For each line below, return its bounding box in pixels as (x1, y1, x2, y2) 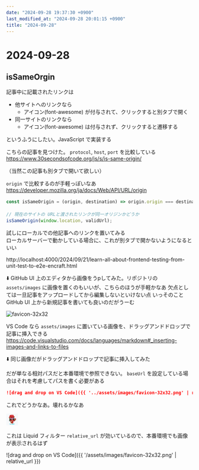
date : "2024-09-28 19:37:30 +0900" (6, 9, 94, 15)
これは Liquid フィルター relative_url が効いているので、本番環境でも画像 (6, 432, 188, 439)
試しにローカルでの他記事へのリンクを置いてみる (6, 229, 126, 236)
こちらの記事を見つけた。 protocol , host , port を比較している (6, 148, 156, 155)
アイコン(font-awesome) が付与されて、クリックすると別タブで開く (23, 109, 188, 116)
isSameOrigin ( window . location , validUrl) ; (6, 218, 113, 224)
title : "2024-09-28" (6, 22, 57, 28)
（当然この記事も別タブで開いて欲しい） (6, 167, 105, 174)
